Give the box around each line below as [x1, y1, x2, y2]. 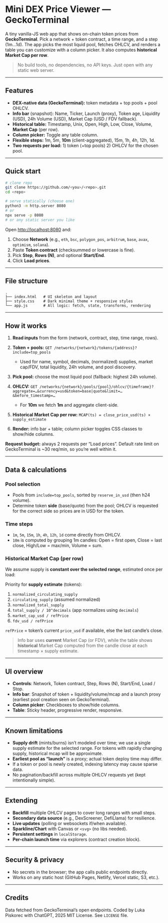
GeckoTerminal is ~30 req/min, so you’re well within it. [5, 446, 117, 452]
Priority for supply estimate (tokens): [5, 581, 82, 588]
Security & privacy [5, 856, 64, 864]
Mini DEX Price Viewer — [5, 4, 111, 15]
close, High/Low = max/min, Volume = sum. [12, 543, 102, 549]
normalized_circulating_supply [12, 592, 78, 597]
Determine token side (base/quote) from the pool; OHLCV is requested [12, 502, 158, 508]
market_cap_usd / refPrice [12, 613, 69, 618]
